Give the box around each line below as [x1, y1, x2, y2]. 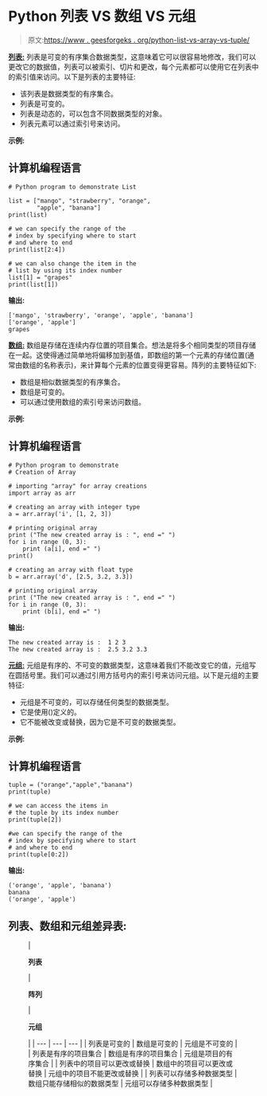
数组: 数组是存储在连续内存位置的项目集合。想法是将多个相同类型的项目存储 [8, 340, 257, 350]
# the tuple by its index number [8, 809, 119, 817]
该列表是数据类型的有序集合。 [19, 88, 118, 98]
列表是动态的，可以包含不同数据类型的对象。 [19, 108, 167, 118]
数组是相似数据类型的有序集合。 [19, 377, 125, 386]
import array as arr [8, 489, 77, 497]
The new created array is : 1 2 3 [8, 638, 126, 646]
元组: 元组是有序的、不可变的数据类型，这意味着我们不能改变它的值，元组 [8, 660, 250, 670]
